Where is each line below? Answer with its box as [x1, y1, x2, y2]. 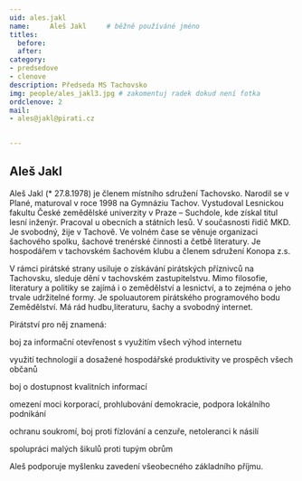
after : [17, 47, 42, 56]
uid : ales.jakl [9, 13, 67, 23]
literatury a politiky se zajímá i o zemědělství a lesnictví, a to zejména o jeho [9, 282, 292, 293]
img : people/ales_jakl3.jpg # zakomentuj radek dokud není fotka [9, 89, 260, 98]
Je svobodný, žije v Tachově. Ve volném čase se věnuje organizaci [9, 226, 259, 237]
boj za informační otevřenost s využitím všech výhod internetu [9, 336, 242, 347]
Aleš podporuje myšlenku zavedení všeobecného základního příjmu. [9, 460, 264, 471]
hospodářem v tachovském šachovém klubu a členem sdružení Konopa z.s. [9, 245, 291, 256]
